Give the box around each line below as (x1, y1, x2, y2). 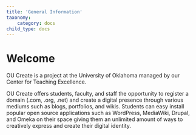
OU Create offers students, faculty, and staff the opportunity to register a (6, 90, 189, 97)
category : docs (17, 20, 56, 26)
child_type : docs (6, 25, 50, 32)
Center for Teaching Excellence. (6, 78, 87, 85)
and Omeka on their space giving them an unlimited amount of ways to (6, 116, 183, 123)
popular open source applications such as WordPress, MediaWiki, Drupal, (6, 110, 190, 117)
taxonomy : (6, 15, 32, 21)
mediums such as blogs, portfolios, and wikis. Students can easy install (6, 103, 184, 110)
